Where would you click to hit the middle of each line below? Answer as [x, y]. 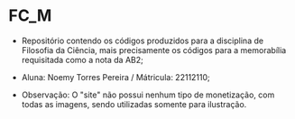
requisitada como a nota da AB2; [82, 59]
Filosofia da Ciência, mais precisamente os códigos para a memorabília [154, 50]
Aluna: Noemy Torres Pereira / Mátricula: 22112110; [116, 77]
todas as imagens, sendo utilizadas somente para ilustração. [134, 104]
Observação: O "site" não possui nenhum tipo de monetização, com [148, 95]
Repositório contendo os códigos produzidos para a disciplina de [142, 41]
